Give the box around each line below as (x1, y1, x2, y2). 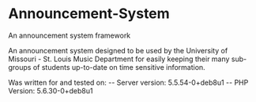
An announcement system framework (8, 31, 131, 40)
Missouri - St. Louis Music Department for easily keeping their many (8, 54, 230, 64)
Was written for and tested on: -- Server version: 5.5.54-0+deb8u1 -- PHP (8, 78, 249, 87)
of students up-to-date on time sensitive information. (32, 62, 205, 71)
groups (8, 62, 32, 71)
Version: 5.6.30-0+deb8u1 (8, 86, 93, 95)
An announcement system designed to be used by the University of (8, 46, 228, 55)
